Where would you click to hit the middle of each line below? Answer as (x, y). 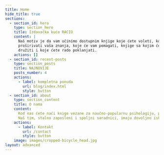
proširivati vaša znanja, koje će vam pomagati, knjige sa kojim (86, 46)
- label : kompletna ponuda (45, 82)
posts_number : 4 (31, 73)
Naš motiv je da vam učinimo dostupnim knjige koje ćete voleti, (86, 41)
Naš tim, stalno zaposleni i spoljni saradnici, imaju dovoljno (85, 118)
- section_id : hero (29, 23)
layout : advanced (23, 145)
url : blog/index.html (45, 86)
